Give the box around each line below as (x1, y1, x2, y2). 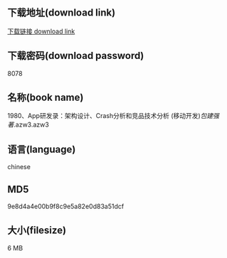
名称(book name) (7, 92, 84, 104)
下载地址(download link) (7, 6, 116, 19)
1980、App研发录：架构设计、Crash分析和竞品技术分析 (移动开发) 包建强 (7, 112, 219, 120)
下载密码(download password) (7, 50, 144, 62)
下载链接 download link (7, 27, 75, 36)
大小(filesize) (7, 225, 66, 237)
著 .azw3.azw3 (7, 120, 50, 129)
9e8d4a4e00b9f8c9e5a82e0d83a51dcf (7, 202, 125, 211)
